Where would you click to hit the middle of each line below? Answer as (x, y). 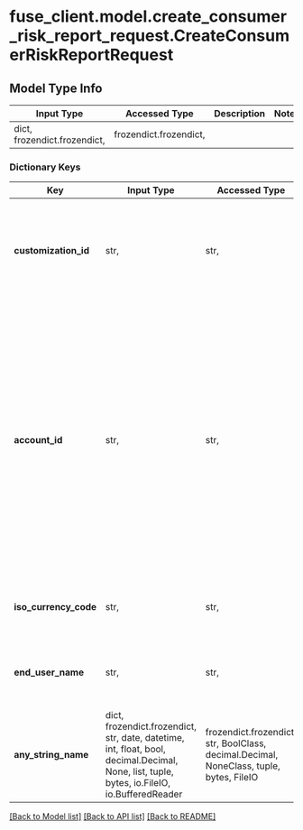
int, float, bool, (135, 749)
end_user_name (49, 672)
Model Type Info (56, 88)
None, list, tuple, (139, 771)
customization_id (52, 251)
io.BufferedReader (144, 794)
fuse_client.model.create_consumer (148, 17)
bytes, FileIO (232, 778)
